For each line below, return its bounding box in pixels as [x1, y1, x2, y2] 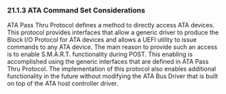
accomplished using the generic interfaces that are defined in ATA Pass [7, 58, 209, 66]
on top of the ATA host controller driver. [7, 80, 118, 88]
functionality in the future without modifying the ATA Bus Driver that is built [7, 72, 218, 80]
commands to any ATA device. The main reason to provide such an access [7, 43, 218, 51]
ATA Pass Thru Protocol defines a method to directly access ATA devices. [7, 21, 214, 30]
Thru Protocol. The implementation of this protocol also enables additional [7, 64, 216, 73]
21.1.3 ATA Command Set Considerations [7, 5, 146, 15]
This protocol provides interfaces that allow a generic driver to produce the [7, 28, 219, 36]
